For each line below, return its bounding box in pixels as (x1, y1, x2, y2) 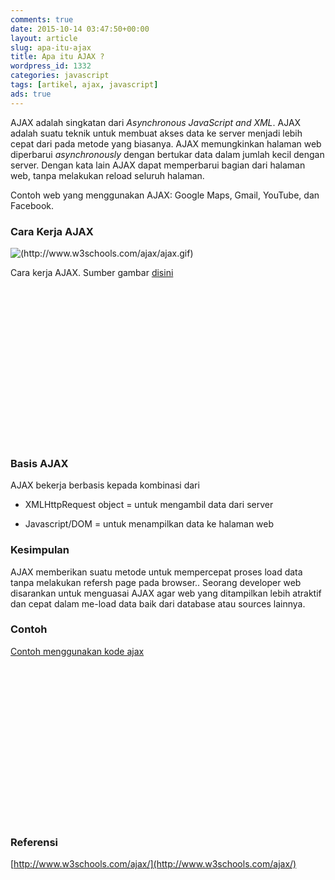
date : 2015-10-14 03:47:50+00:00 (10, 24, 150, 34)
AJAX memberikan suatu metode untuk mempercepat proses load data (10, 566, 303, 578)
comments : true (10, 14, 74, 25)
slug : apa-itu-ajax (10, 42, 92, 53)
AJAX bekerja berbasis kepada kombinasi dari (10, 479, 200, 491)
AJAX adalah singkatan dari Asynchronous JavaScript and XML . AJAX (10, 116, 302, 128)
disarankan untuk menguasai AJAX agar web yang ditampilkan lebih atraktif (10, 587, 322, 599)
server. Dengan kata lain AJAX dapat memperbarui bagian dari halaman (10, 159, 306, 171)
